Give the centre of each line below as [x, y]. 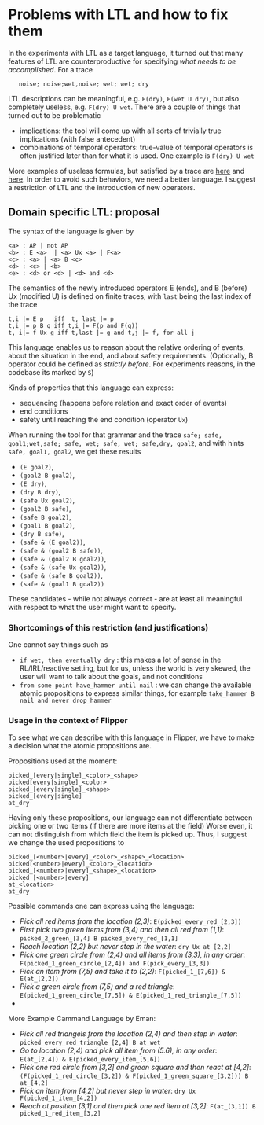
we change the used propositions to [66, 843]
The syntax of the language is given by [71, 231]
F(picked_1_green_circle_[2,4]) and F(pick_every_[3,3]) [115, 964]
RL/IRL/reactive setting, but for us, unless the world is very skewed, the [135, 668]
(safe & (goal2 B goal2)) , [63, 558]
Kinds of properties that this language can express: [91, 388]
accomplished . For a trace [50, 69]
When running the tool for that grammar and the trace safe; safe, [115, 435]
